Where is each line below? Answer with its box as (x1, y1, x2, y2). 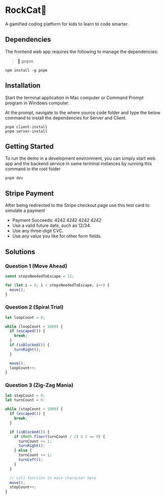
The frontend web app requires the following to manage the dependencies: (5, 48, 159, 54)
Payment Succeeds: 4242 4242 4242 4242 (12, 217, 102, 223)
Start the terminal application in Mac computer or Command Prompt (5, 95, 144, 100)
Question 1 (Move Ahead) (5, 262, 68, 269)
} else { (14, 448, 32, 453)
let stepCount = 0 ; (5, 393, 46, 398)
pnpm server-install (5, 129, 48, 134)
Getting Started (5, 142, 54, 151)
